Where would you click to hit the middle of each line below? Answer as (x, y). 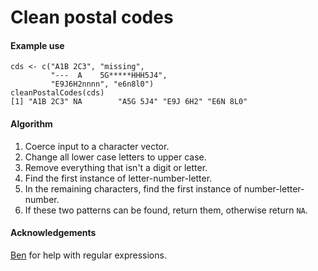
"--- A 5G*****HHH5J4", (109, 76)
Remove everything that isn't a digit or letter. (116, 167)
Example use (37, 45)
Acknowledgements (53, 233)
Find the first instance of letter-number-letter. (118, 178)
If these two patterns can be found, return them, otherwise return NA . (166, 210)
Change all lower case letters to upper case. (115, 157)
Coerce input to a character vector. (97, 146)
